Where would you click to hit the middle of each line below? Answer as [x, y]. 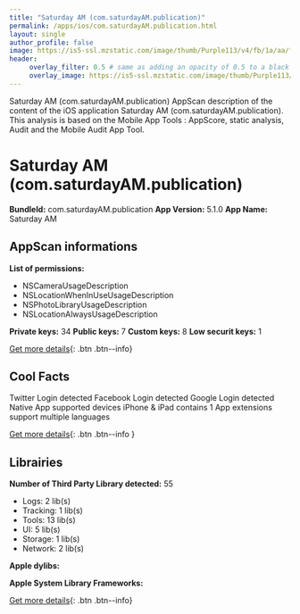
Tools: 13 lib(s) [49, 520]
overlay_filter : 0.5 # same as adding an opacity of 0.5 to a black [159, 68]
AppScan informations [74, 247]
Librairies [36, 462]
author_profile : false [51, 42]
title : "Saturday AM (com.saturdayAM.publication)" [107, 17]
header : [24, 59]
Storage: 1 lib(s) [51, 539]
